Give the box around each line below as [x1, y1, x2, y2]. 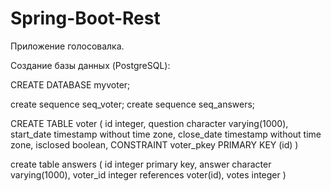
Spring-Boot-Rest [10, 7, 161, 30]
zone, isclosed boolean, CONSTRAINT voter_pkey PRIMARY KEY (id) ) [10, 138, 299, 151]
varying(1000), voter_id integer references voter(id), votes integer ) [10, 168, 287, 181]
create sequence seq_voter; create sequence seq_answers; [10, 98, 256, 110]
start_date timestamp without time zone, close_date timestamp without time [10, 128, 322, 140]
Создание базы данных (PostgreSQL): [10, 59, 171, 71]
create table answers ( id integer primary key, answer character [10, 158, 272, 170]
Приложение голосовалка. [10, 40, 125, 52]
